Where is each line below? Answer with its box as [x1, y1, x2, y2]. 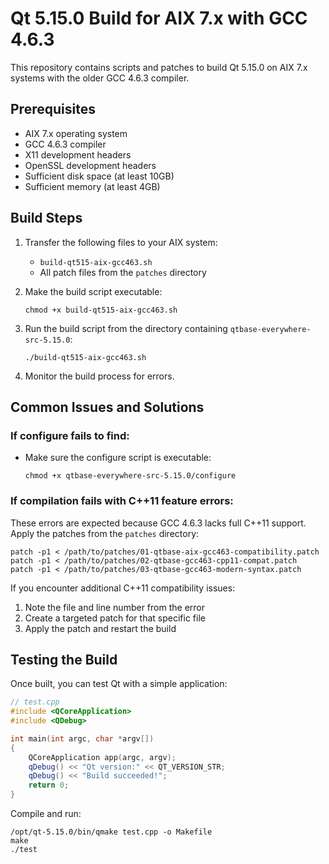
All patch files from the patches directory [39, 266, 207, 278]
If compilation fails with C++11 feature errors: [10, 494, 234, 508]
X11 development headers [24, 148, 132, 161]
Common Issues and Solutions [10, 398, 205, 416]
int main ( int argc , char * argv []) [10, 733, 155, 744]
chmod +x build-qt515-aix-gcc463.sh [24, 305, 178, 315]
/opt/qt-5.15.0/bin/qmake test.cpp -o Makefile [10, 827, 213, 837]
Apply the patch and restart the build [24, 622, 177, 634]
